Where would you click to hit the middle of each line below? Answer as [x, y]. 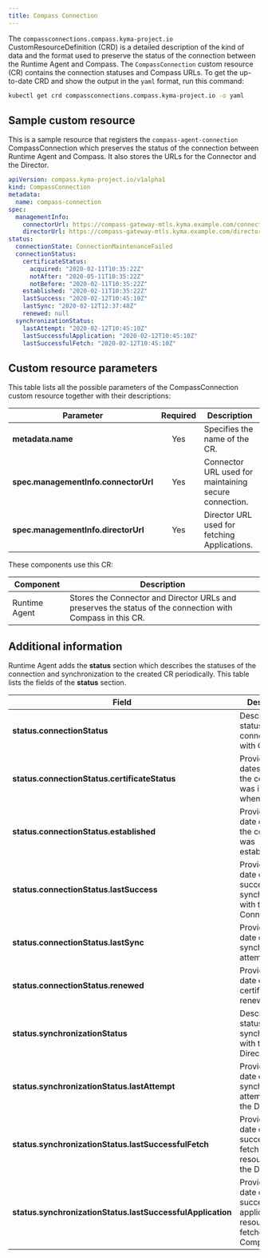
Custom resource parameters [83, 368]
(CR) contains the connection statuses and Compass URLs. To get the [123, 72]
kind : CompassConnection [49, 187]
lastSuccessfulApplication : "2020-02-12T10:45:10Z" [110, 336]
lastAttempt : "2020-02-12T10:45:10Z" [85, 328]
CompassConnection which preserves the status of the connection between [134, 148]
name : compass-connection [59, 202]
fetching [219, 535]
